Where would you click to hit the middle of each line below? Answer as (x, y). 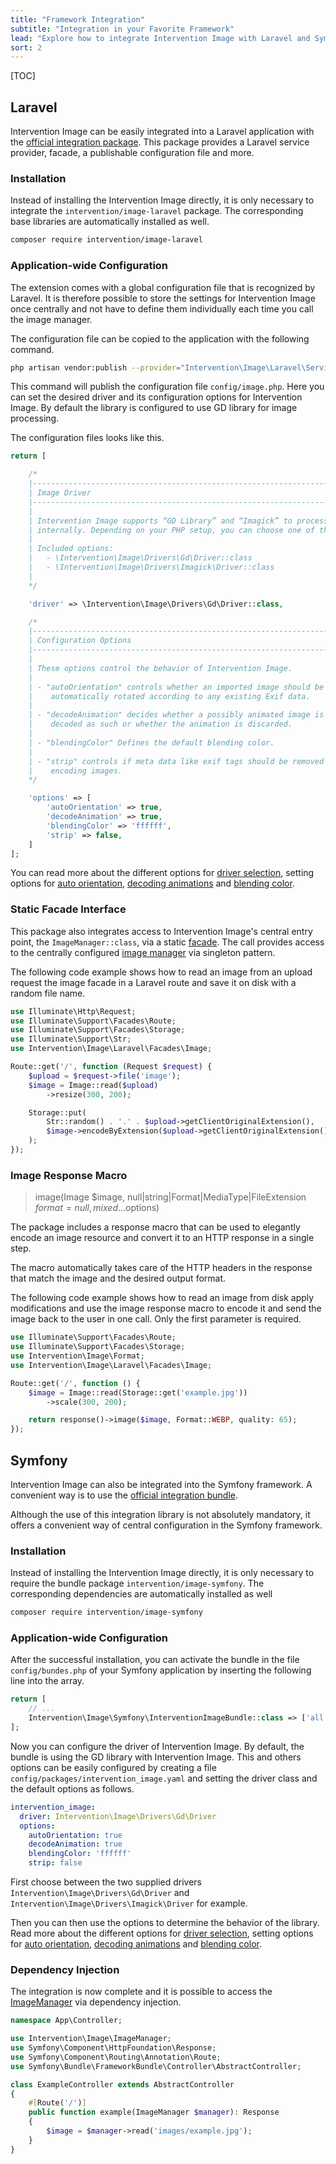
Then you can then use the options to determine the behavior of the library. (165, 1923)
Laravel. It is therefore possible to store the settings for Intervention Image (163, 298)
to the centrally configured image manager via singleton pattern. (143, 952)
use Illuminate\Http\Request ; (73, 1011)
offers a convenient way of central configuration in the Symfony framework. (166, 1525)
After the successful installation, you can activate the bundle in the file (155, 1660)
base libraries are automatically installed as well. (110, 222)
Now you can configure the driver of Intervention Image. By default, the (157, 1746)
